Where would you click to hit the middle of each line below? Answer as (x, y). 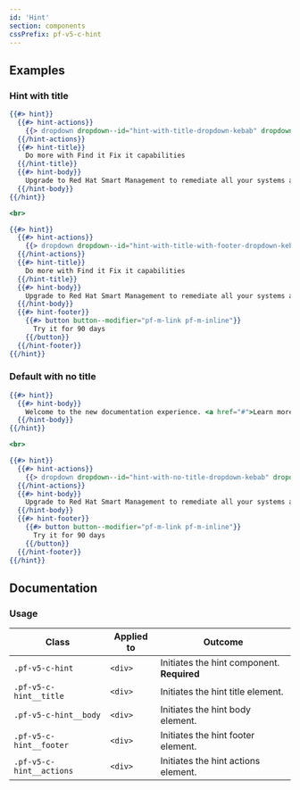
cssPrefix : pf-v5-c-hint (55, 34)
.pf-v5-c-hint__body (57, 715)
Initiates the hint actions (210, 761)
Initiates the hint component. (220, 663)
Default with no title (53, 377)
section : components (48, 26)
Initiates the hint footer (208, 736)
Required (180, 674)
